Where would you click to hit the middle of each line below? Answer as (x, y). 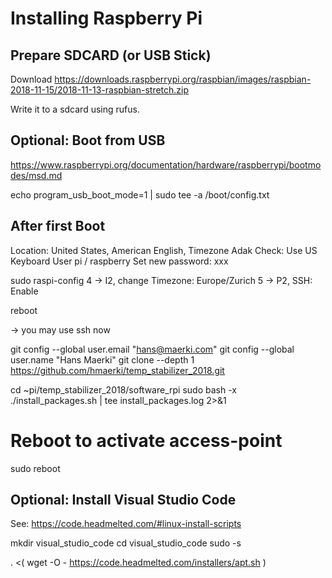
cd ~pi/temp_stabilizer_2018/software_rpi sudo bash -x (123, 389)
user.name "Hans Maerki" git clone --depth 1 (102, 359)
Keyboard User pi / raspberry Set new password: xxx (119, 261)
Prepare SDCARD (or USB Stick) (111, 55)
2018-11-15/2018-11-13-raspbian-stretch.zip (100, 90)
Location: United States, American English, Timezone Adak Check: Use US (164, 250)
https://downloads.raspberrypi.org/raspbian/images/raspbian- (183, 79)
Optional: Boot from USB (88, 140)
